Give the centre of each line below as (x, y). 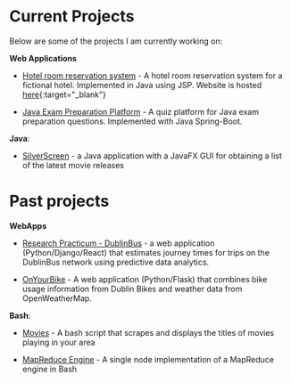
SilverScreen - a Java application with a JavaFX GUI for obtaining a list (152, 155)
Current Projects (72, 16)
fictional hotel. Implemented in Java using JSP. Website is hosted (142, 85)
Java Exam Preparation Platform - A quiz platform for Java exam (140, 111)
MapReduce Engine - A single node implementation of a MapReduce (148, 359)
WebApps (28, 225)
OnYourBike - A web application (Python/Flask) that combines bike (145, 279)
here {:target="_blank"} (64, 94)
